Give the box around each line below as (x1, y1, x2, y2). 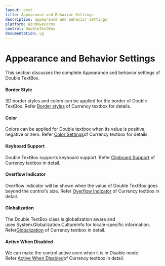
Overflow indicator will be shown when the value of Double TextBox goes (5, 182, 158, 188)
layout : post (5, 7, 33, 13)
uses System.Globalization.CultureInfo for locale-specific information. (5, 221, 150, 227)
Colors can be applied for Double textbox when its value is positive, (5, 126, 146, 132)
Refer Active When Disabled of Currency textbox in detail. (5, 255, 125, 261)
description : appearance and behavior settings (5, 17, 108, 22)
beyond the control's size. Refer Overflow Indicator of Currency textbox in (5, 188, 159, 194)
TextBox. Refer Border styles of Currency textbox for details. (5, 103, 132, 109)
